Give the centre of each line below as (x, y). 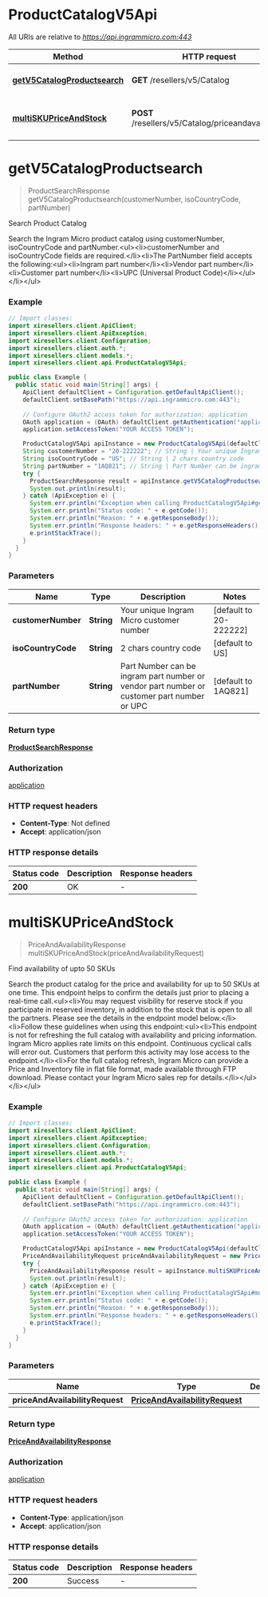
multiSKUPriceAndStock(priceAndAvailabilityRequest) (116, 953)
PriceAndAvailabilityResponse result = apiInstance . (119, 1271)
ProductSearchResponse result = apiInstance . (106, 481)
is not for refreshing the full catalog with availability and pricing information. (132, 1035)
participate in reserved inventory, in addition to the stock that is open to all (130, 1010)
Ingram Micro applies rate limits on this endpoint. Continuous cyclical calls (130, 1043)
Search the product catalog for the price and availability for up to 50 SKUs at (134, 984)
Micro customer (150, 619)
